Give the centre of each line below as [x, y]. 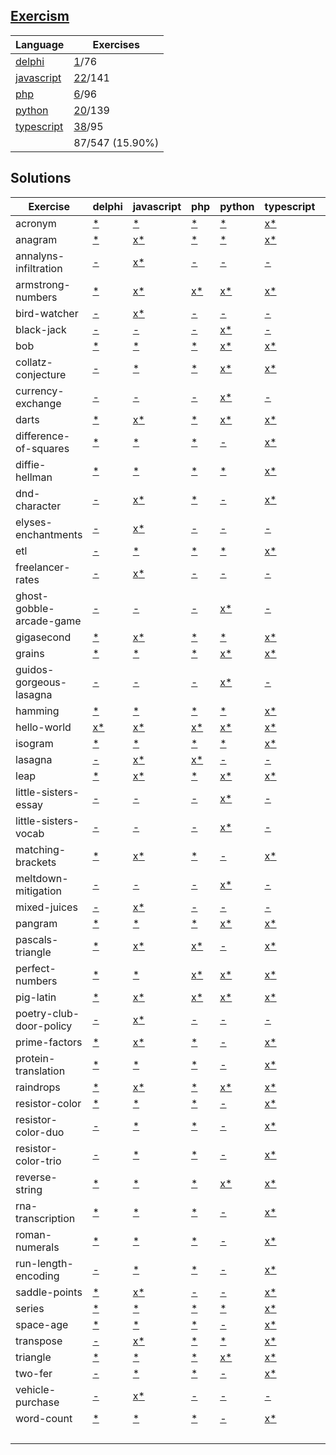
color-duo [40, 1132]
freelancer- [43, 567]
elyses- [34, 522]
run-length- [44, 1263]
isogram [34, 743]
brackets [36, 862]
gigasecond [43, 637]
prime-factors [49, 1042]
